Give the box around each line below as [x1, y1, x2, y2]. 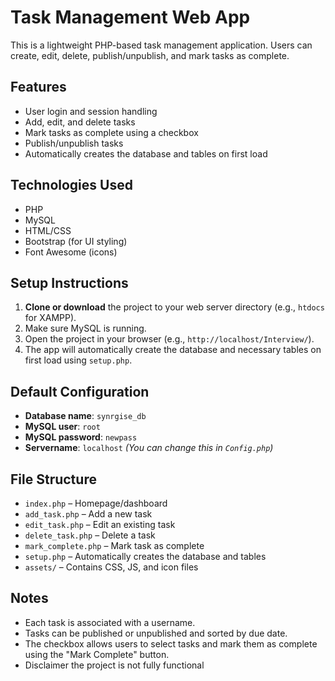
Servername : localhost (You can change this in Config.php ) [24, 442, 274, 454]
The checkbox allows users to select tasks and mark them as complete [24, 637, 318, 650]
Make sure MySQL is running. [24, 322, 147, 335]
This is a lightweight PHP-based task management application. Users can [10, 39, 313, 51]
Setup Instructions [10, 274, 129, 291]
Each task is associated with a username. [24, 616, 196, 628]
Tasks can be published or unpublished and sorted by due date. [24, 627, 288, 639]
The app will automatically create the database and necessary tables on [24, 344, 322, 356]
